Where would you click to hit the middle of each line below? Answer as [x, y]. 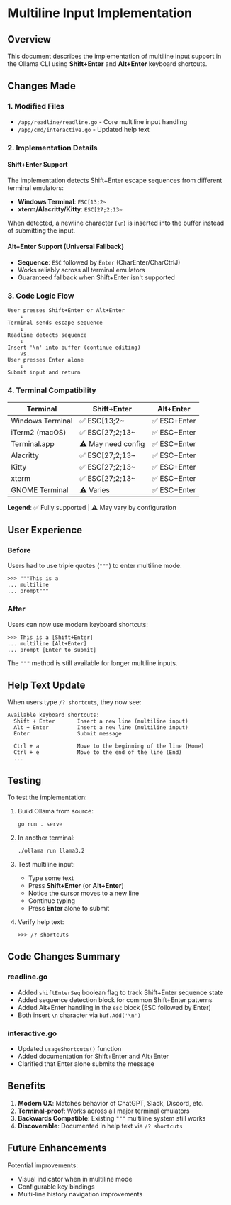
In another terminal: [46, 838]
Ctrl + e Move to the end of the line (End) [98, 753]
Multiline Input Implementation [100, 13]
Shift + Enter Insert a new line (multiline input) [101, 721]
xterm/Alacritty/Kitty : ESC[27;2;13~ [70, 209]
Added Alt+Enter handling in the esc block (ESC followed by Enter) [114, 1007]
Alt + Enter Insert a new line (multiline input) [101, 728]
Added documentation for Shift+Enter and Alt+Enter [93, 1056]
